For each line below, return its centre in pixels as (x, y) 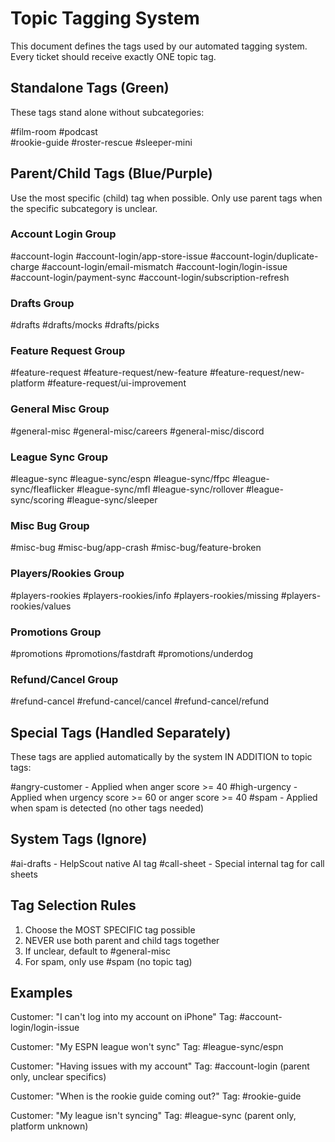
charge (25, 266)
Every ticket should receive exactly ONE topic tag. (113, 56)
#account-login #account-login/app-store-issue (109, 256)
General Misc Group (60, 409)
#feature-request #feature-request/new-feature (109, 373)
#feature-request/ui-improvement (116, 383)
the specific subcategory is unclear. (84, 208)
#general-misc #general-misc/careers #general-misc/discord (137, 431)
